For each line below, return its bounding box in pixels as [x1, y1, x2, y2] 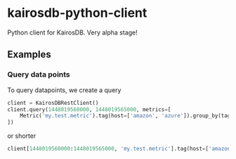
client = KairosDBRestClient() [7, 99, 99, 106]
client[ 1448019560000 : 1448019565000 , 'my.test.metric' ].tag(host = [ [7, 146, 209, 153]
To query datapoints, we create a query [7, 86, 122, 94]
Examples [7, 49, 51, 61]
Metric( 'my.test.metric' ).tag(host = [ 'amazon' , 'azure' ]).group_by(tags [20, 113, 234, 120]
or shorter [7, 132, 37, 140]
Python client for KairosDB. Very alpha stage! [7, 28, 138, 37]
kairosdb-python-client [7, 5, 147, 21]
